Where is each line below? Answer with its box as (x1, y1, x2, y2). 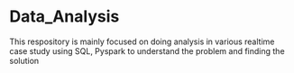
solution (9, 55, 40, 66)
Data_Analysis (9, 6, 120, 27)
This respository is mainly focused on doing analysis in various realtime (9, 36, 275, 47)
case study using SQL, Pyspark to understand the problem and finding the (9, 45, 286, 56)
